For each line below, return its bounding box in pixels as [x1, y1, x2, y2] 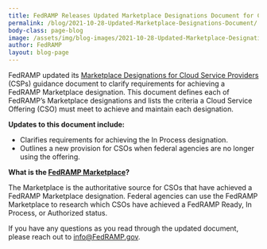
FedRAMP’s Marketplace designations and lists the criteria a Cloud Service [8, 96, 253, 105]
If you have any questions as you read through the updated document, [8, 224, 239, 233]
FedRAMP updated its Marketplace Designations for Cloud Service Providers [8, 71, 259, 80]
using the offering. [19, 152, 81, 161]
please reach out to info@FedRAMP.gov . [8, 232, 141, 241]
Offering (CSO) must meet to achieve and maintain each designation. [8, 104, 234, 114]
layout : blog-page [8, 49, 69, 56]
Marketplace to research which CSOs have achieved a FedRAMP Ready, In [8, 200, 252, 209]
